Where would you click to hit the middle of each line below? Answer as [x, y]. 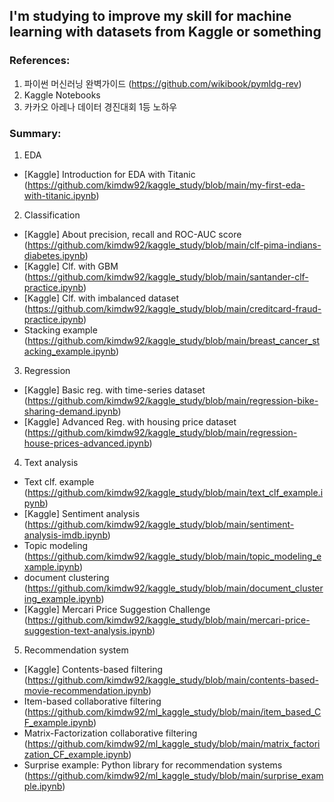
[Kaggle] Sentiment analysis [82, 513]
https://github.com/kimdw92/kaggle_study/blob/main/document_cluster [175, 588]
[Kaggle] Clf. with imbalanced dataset [101, 298]
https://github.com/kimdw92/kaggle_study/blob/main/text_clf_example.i [175, 492]
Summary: [35, 133]
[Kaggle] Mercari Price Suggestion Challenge [117, 609]
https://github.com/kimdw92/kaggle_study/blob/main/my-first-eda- [166, 185]
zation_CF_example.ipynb [76, 754]
